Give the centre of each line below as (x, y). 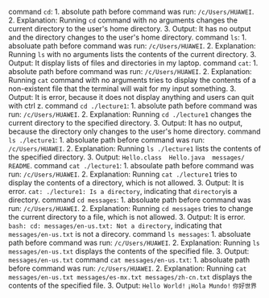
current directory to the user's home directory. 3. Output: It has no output (130, 29)
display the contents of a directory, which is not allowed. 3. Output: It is (126, 183)
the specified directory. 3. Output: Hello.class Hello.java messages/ (127, 157)
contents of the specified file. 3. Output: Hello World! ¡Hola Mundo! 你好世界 (133, 286)
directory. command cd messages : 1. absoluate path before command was (130, 200)
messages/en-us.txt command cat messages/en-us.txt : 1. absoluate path (129, 260)
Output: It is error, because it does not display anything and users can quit (131, 97)
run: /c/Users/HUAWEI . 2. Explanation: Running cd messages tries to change (131, 208)
